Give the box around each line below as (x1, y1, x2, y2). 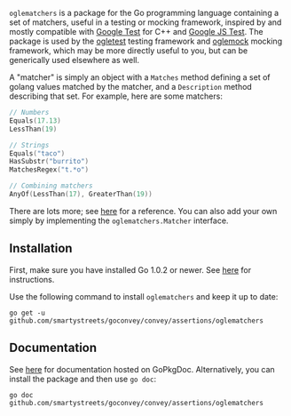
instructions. (9, 274, 55, 284)
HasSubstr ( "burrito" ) (9, 157, 90, 166)
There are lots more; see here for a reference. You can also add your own (9, 205, 278, 216)
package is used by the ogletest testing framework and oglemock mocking (9, 36, 282, 46)
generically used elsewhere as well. (9, 55, 140, 65)
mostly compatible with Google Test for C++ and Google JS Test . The (9, 27, 263, 36)
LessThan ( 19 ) (9, 124, 58, 133)
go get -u (9, 308, 46, 317)
